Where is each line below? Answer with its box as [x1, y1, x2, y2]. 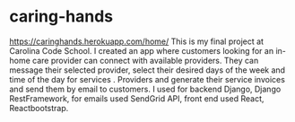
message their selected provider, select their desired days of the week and [9, 65, 285, 75]
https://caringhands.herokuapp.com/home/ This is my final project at [9, 36, 265, 47]
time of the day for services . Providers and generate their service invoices [9, 74, 285, 84]
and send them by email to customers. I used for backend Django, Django [9, 83, 282, 94]
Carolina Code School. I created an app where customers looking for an [9, 45, 274, 56]
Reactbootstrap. [9, 102, 69, 113]
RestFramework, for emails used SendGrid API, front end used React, [9, 92, 265, 104]
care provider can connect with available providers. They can [32, 55, 259, 65]
